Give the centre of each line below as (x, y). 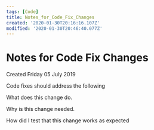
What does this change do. (39, 97)
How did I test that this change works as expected (68, 120)
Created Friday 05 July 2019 (41, 75)
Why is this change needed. (40, 109)
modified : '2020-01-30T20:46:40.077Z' (54, 28)
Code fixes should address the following (56, 86)
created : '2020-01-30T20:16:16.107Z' (53, 23)
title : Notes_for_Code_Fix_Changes (50, 17)
